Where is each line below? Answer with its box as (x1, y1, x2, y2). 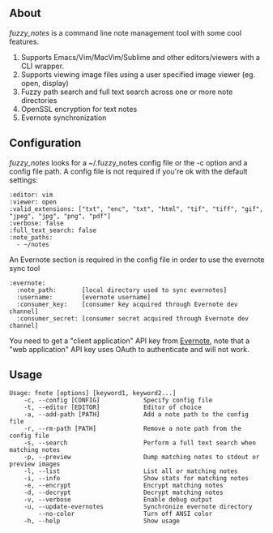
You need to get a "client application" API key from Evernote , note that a (9, 336, 250, 346)
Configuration (9, 136, 82, 150)
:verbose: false (9, 219, 64, 227)
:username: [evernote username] (16, 293, 151, 301)
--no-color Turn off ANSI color (38, 510, 213, 518)
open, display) (20, 78, 70, 88)
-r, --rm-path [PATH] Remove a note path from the (23, 425, 242, 433)
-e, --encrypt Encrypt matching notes (23, 482, 224, 490)
